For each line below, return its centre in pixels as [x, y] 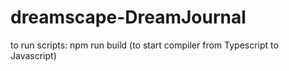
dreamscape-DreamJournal [128, 17]
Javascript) [33, 55]
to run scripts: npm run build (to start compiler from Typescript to [144, 45]
